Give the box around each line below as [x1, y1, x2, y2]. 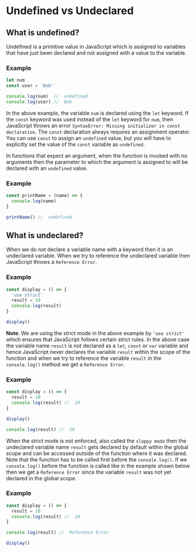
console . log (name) [11, 198, 57, 204]
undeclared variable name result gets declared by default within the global [6, 443, 188, 450]
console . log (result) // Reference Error [6, 530, 109, 536]
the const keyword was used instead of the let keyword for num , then [6, 116, 174, 123]
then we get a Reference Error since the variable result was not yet [6, 469, 172, 476]
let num [6, 78, 25, 83]
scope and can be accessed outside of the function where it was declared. [6, 450, 188, 457]
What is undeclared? [6, 230, 84, 240]
